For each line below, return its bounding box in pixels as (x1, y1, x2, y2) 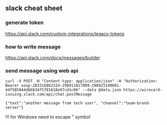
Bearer (5, 83, 19, 88)
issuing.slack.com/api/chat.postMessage (5, 92, 92, 97)
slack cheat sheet (5, 4, 62, 13)
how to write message (5, 43, 61, 50)
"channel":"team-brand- (101, 101, 151, 106)
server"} (5, 105, 24, 110)
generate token (5, 19, 44, 26)
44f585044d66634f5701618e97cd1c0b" (5, 88, 81, 93)
